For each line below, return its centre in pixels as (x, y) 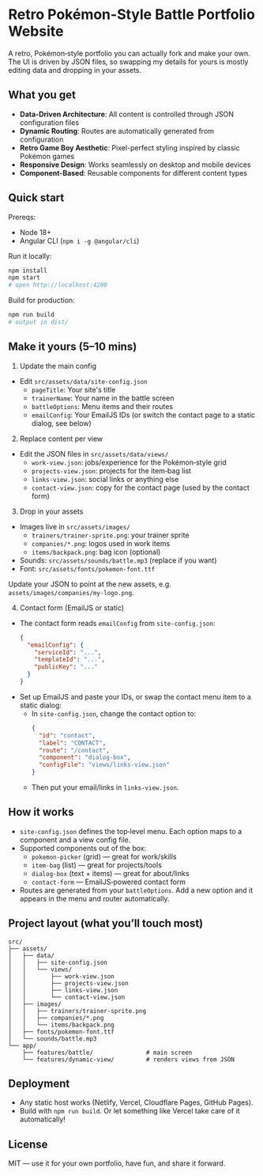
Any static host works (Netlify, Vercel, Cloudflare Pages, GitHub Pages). (137, 1102)
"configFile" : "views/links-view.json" (104, 765)
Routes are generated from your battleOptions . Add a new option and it (136, 890)
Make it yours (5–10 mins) (73, 347)
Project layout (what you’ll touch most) (106, 924)
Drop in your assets (51, 511)
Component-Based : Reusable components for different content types (133, 173)
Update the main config (58, 366)
